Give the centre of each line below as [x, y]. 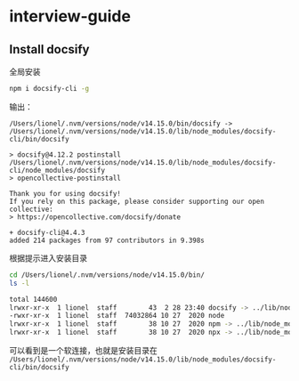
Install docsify [49, 49]
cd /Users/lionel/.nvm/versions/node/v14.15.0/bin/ [107, 275]
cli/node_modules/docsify [57, 170]
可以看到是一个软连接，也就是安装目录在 [83, 350]
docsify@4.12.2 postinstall [69, 154]
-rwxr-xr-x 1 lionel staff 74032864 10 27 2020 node [117, 316]
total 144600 [33, 299]
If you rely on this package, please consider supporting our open [137, 201]
